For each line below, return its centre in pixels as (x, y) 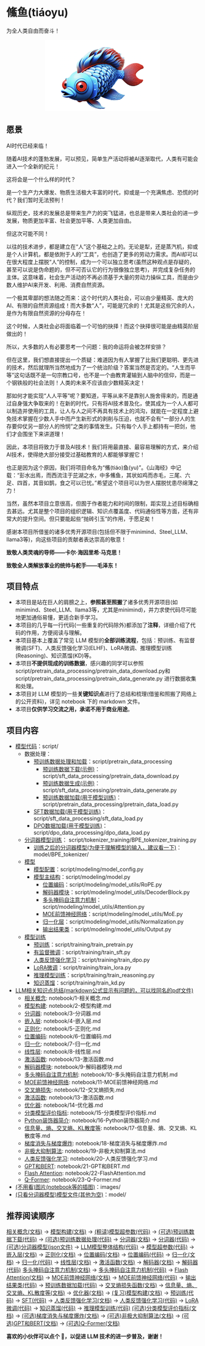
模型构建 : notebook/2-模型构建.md (68, 1006)
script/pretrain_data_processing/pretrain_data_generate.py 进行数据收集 (106, 679)
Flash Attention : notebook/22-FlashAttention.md (85, 1173)
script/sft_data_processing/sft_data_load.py (88, 819)
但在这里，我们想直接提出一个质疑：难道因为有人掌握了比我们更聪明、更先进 (103, 360)
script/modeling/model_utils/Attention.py (94, 907)
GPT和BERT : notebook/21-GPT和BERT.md (77, 1166)
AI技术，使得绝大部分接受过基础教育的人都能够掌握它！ (76, 454)
